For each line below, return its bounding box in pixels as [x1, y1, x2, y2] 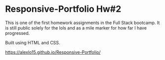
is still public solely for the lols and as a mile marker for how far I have [5, 25, 147, 30]
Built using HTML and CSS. [5, 39, 60, 45]
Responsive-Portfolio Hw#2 [5, 3, 122, 15]
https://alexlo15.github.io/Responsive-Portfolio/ [5, 49, 101, 55]
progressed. [5, 30, 30, 36]
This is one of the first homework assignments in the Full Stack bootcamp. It [5, 20, 160, 26]
